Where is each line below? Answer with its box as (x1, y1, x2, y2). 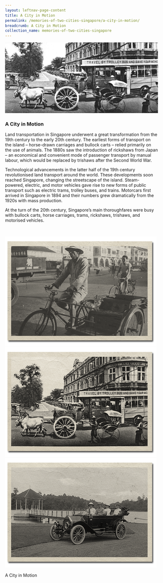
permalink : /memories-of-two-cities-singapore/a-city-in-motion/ (5, 18, 140, 23)
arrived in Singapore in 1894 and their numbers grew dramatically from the (5, 192, 154, 198)
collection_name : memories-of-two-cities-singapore (5, 28, 112, 33)
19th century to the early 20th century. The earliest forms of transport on (5, 136, 151, 143)
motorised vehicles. (5, 217, 45, 223)
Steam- (124, 177, 140, 183)
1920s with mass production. (5, 197, 63, 203)
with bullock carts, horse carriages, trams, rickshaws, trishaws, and (5, 212, 140, 218)
